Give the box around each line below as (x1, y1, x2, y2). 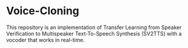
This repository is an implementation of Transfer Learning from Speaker (6, 24, 182, 31)
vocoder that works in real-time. (6, 36, 85, 43)
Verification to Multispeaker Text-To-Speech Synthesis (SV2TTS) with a (6, 30, 182, 37)
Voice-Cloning (6, 4, 79, 18)
